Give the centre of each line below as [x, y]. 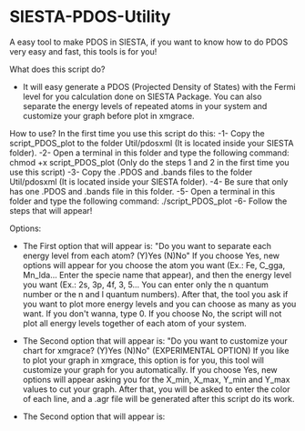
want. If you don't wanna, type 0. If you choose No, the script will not [152, 313]
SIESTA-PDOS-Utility [90, 17]
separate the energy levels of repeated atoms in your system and [145, 105]
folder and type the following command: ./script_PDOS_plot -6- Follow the [148, 201]
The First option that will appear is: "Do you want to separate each [147, 246]
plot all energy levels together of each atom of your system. [135, 323]
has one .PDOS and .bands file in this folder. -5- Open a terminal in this [142, 191]
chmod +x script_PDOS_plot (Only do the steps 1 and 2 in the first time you [149, 162]
